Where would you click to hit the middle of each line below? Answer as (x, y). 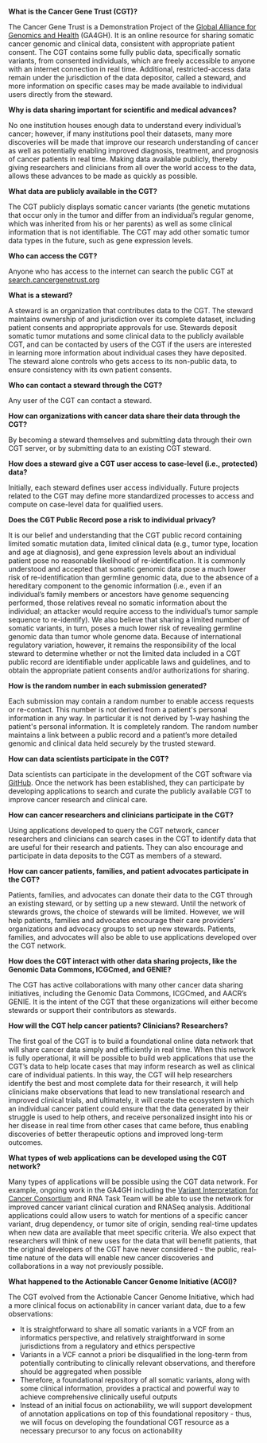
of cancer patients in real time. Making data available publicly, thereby (123, 159)
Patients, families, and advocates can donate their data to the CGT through (130, 895)
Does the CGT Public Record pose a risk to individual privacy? (112, 520)
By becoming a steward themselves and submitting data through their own (130, 440)
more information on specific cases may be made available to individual (126, 86)
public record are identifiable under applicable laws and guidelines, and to (130, 662)
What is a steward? (41, 295)
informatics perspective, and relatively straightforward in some (122, 1338)
